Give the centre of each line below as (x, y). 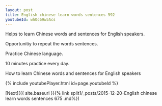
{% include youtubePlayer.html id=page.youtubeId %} (62, 83)
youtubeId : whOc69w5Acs (31, 19)
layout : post (19, 10)
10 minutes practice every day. (37, 64)
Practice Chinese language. (34, 54)
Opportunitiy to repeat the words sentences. (52, 44)
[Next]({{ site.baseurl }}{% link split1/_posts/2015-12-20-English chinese (81, 93)
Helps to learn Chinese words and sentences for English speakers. (75, 34)
